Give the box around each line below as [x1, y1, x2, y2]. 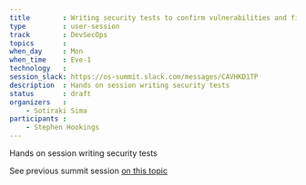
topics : [9, 38, 67, 48]
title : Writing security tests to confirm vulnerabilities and [9, 13, 287, 23]
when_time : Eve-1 [9, 55, 92, 64]
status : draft [9, 89, 92, 98]
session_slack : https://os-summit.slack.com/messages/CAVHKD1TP [9, 73, 259, 82]
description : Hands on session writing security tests [9, 81, 230, 90]
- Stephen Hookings [25, 123, 100, 132]
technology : [9, 64, 67, 73]
